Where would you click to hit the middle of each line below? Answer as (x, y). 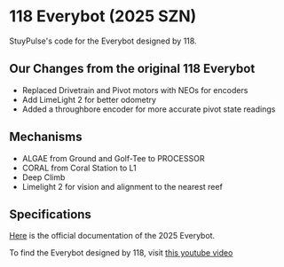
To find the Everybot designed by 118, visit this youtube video (121, 253)
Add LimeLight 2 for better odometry (89, 99)
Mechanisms (46, 137)
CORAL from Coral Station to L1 (79, 168)
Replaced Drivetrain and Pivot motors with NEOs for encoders (135, 90)
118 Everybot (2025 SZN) (103, 16)
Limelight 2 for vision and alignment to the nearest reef (122, 186)
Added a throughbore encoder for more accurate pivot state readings (149, 109)
